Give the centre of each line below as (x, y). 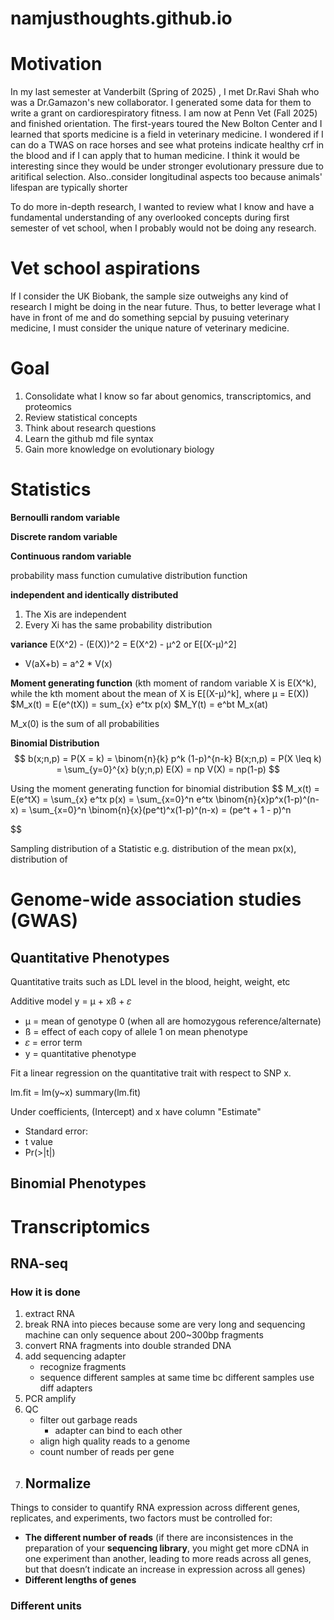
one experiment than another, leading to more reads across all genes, (168, 1559)
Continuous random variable (71, 556)
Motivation (56, 64)
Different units (46, 1605)
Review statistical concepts (81, 417)
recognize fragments (83, 1367)
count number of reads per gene (107, 1452)
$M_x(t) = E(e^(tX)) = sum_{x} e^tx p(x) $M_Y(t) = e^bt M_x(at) (139, 704)
